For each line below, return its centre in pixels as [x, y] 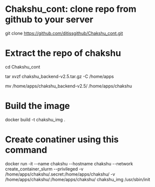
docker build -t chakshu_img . [35, 119]
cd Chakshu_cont [23, 67]
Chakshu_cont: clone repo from [71, 9]
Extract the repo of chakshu [63, 53]
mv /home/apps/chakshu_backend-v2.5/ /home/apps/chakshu [68, 86]
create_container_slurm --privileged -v [44, 169]
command [26, 150]
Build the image [38, 106]
